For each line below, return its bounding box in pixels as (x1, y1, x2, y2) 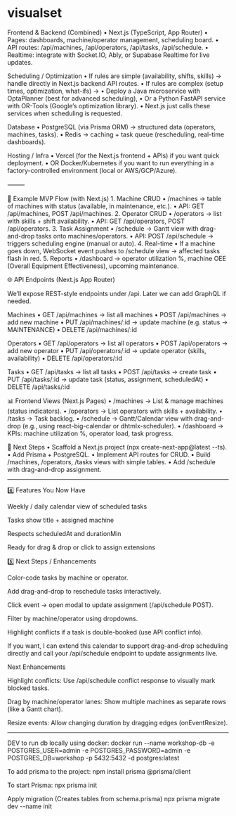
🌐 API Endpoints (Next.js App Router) (7, 275, 116, 283)
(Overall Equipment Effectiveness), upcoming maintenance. (7, 262, 179, 270)
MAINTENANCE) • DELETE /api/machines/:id (7, 325, 138, 333)
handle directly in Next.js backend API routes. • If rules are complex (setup (7, 79, 223, 87)
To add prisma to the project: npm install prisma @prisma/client (7, 767, 191, 775)
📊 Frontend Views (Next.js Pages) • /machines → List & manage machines (7, 396, 223, 405)
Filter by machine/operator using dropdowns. (7, 614, 138, 623)
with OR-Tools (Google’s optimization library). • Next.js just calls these (7, 101, 211, 110)
